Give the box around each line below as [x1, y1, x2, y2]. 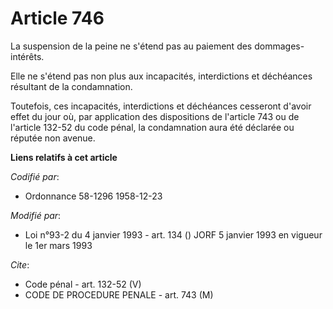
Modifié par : [10, 209, 62, 221]
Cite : [10, 258, 30, 271]
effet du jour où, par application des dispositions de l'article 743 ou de [10, 110, 300, 122]
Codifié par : [10, 170, 60, 182]
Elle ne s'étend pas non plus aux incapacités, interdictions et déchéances [10, 70, 313, 82]
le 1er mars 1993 [24, 239, 93, 251]
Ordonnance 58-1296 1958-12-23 [24, 190, 163, 202]
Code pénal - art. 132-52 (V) [24, 278, 142, 290]
